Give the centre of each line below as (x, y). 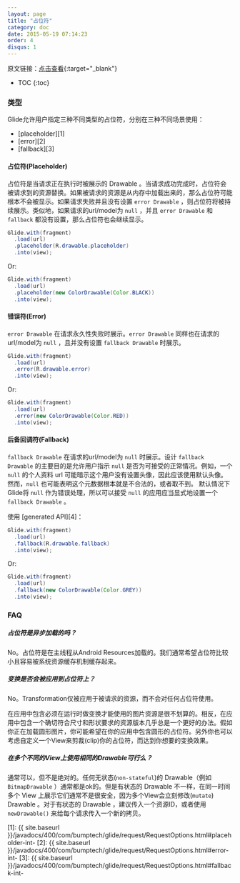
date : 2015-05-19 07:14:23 (47, 34)
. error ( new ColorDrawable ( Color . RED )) (72, 416)
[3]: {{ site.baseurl (46, 857)
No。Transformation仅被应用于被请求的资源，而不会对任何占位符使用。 (112, 698)
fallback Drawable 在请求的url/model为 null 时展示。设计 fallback (106, 457)
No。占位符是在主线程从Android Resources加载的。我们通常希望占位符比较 (118, 652)
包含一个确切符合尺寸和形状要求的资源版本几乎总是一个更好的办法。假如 (126, 722)
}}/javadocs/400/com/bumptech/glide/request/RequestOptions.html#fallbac (120, 865)
